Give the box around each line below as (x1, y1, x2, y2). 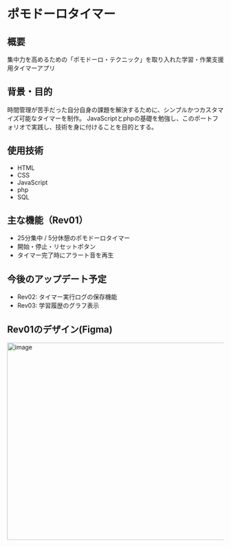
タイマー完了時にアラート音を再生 (16, 251, 114, 259)
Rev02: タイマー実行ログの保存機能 (16, 293, 118, 301)
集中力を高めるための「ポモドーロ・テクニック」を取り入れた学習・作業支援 (7, 56, 224, 63)
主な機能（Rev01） (7, 215, 88, 226)
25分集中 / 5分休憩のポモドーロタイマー (16, 234, 131, 242)
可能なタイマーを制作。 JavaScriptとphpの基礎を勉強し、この (19, 114, 195, 122)
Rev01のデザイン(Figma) (7, 323, 113, 335)
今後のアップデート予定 (7, 273, 107, 285)
